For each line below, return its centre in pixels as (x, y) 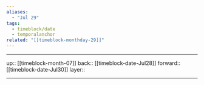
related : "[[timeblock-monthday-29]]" (55, 40)
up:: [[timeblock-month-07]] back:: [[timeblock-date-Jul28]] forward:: (93, 63)
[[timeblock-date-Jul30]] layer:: (46, 70)
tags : (13, 23)
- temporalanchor (34, 35)
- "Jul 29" (25, 18)
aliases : (17, 12)
